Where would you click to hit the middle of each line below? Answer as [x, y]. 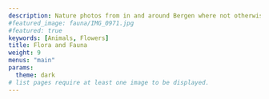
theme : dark [36, 75]
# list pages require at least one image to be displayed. [109, 82]
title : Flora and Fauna [48, 46]
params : [21, 68]
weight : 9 [25, 53]
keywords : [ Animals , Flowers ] [59, 38]
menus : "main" [32, 61]
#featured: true [35, 30]
